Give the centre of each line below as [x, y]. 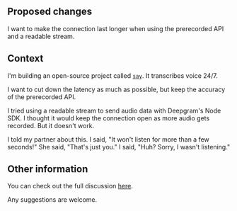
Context [25, 58]
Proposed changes [50, 12]
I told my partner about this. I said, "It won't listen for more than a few [109, 139]
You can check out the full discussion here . [70, 186]
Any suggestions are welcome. [52, 200]
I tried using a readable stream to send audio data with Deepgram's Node [114, 110]
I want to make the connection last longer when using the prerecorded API [116, 28]
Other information [48, 169]
